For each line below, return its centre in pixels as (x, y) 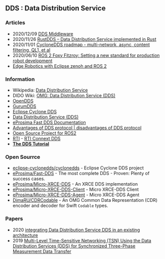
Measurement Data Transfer (42, 251)
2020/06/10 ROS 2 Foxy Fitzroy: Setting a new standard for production (86, 55)
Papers (14, 219)
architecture (25, 235)
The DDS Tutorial (31, 144)
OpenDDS (23, 101)
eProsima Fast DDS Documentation (49, 122)
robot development (32, 61)
